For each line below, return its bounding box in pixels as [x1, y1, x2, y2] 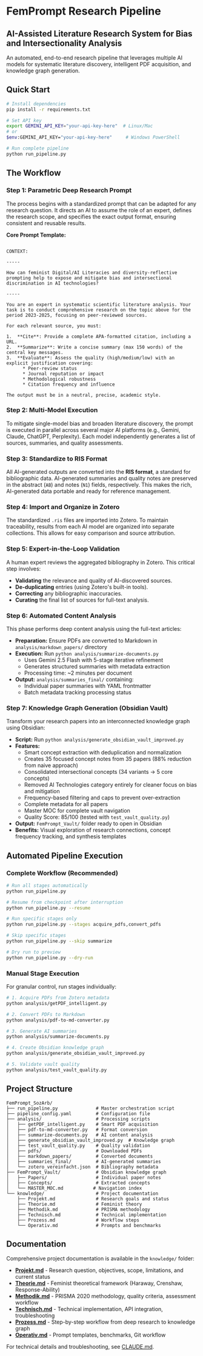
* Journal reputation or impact [22, 370, 104, 377]
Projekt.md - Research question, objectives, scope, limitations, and [15, 1267, 184, 1274]
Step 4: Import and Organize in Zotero [6, 503, 120, 512]
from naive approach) [24, 762, 79, 769]
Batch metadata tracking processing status [24, 689, 131, 696]
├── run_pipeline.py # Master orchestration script [6, 1105, 175, 1111]
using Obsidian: [6, 724, 45, 731]
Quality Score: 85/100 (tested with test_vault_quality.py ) [24, 813, 170, 821]
